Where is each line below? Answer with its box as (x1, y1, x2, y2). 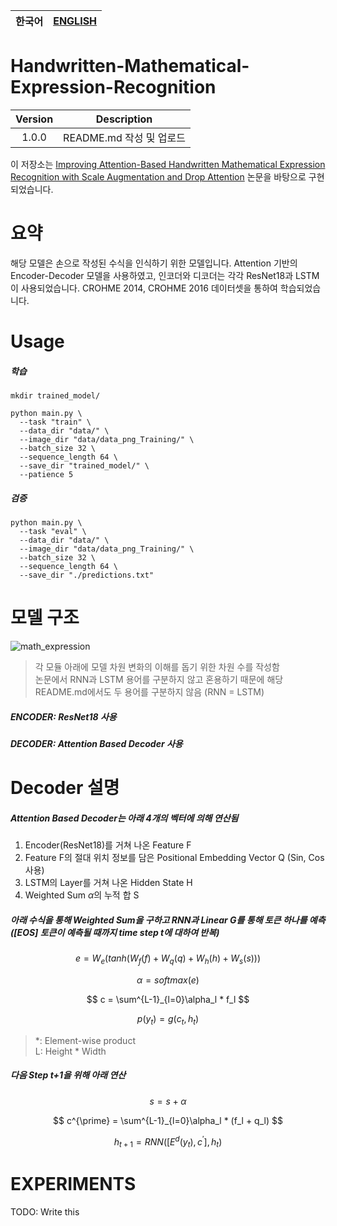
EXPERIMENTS (10, 1173, 137, 1196)
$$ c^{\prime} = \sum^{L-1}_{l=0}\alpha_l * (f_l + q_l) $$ (53, 1114, 283, 1126)
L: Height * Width (34, 1045, 107, 1057)
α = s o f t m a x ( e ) (136, 974, 200, 986)
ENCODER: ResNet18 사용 (10, 710, 117, 723)
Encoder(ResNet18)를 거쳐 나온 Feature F (24, 839, 192, 851)
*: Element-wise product (34, 1034, 136, 1046)
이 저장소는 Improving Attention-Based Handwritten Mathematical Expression (10, 158, 326, 170)
